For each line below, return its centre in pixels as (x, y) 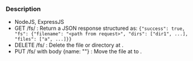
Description (23, 9)
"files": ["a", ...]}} (43, 39)
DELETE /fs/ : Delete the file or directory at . (69, 45)
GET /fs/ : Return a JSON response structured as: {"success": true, (100, 28)
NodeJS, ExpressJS (39, 22)
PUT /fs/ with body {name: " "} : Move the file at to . (78, 51)
